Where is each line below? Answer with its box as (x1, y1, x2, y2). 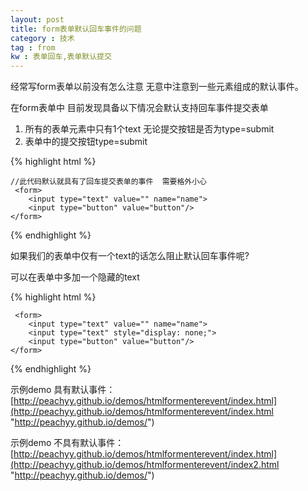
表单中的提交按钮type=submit (24, 136, 148, 148)
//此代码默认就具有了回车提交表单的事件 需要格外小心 (10, 177, 208, 187)
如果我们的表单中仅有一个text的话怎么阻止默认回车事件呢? (10, 250, 250, 262)
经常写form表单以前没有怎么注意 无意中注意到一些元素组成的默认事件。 (10, 81, 304, 93)
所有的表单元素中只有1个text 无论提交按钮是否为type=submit (24, 123, 275, 135)
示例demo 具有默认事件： (10, 384, 116, 396)
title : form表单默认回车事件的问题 (10, 24, 142, 34)
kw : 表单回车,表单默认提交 (10, 52, 112, 62)
